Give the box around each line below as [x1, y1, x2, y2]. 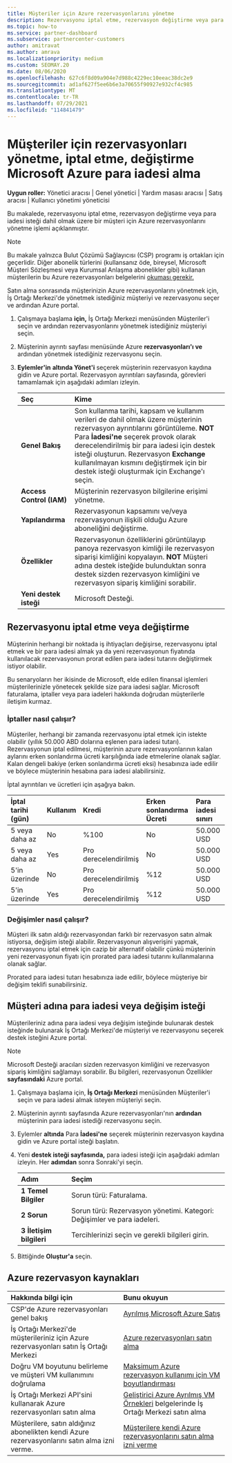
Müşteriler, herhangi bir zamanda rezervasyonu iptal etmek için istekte [7, 730, 207, 738]
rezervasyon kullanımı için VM [123, 1370, 221, 1379]
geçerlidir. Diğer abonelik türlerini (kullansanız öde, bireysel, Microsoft [7, 258, 206, 266]
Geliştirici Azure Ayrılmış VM [123, 1390, 215, 1399]
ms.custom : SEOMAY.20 [7, 62, 70, 68]
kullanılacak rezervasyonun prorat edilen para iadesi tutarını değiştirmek [7, 654, 213, 662]
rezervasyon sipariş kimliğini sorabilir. [74, 578, 197, 588]
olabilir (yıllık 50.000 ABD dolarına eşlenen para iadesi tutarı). [7, 737, 181, 745]
